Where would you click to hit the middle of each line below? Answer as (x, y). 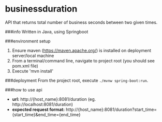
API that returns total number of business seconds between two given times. (81, 22)
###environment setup (28, 41)
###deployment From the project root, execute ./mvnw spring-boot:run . (77, 80)
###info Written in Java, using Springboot (47, 31)
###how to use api (24, 90)
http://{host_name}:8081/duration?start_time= (111, 109)
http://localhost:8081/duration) (43, 104)
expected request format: (38, 109)
